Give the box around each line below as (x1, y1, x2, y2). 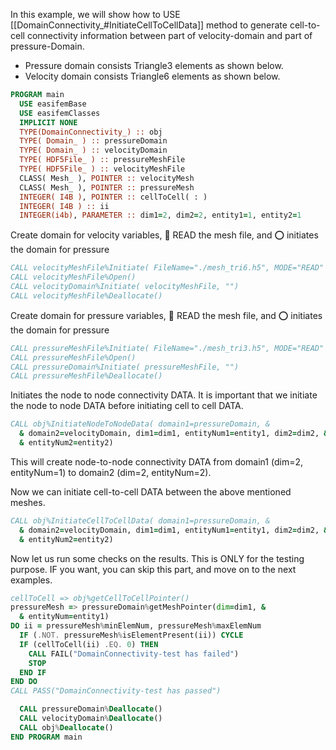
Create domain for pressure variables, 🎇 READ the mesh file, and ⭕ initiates (10, 309, 323, 321)
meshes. (10, 496, 46, 508)
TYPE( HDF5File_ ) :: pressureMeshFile (19, 155, 186, 165)
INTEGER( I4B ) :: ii (19, 201, 110, 211)
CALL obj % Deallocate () (19, 722, 114, 733)
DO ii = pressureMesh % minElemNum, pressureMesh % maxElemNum (10, 621, 262, 631)
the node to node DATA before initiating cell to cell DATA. (10, 400, 244, 412)
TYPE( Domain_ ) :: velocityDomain (19, 145, 168, 156)
